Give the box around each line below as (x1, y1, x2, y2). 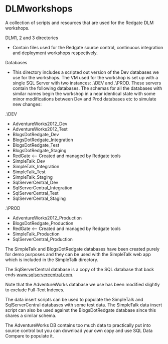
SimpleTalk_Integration (12, 163, 60, 169)
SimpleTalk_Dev (12, 158, 46, 164)
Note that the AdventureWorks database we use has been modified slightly (5, 281, 160, 287)
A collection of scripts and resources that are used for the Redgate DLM (5, 20, 154, 26)
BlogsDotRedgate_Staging (12, 147, 67, 153)
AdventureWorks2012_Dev (12, 121, 68, 127)
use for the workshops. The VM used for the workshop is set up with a (12, 74, 158, 80)
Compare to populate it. (5, 332, 54, 339)
